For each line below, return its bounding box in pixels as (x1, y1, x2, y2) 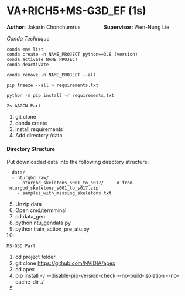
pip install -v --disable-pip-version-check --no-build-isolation (15, 272, 165, 280)
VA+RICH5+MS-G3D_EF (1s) (6, 4, 146, 18)
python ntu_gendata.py (15, 219, 71, 227)
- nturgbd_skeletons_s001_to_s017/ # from (17, 180, 133, 186)
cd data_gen (15, 213, 46, 220)
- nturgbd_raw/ (12, 175, 49, 181)
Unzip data (15, 201, 42, 208)
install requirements (15, 125, 63, 133)
